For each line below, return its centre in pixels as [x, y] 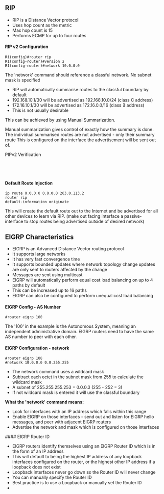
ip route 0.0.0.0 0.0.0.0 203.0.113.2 [45, 193]
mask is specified [23, 80]
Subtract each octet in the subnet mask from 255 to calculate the [78, 377]
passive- [133, 216]
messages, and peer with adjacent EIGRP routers [61, 422]
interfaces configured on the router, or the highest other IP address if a [83, 462]
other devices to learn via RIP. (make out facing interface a [64, 216]
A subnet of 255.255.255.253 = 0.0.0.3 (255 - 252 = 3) [67, 388]
